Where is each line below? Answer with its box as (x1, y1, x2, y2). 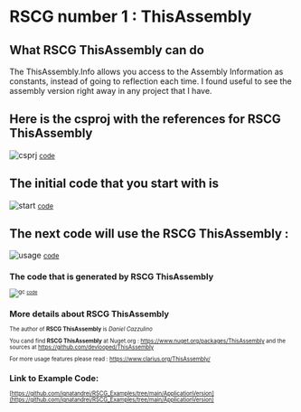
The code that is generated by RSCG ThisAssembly (9, 271, 214, 282)
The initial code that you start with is (9, 176, 220, 192)
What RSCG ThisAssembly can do (9, 42, 205, 58)
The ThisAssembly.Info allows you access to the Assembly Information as (9, 66, 284, 77)
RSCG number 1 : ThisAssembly (9, 6, 252, 27)
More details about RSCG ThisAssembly (9, 309, 170, 320)
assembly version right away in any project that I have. (9, 86, 212, 96)
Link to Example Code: (9, 373, 99, 385)
